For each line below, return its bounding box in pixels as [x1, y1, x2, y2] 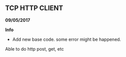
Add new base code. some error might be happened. [12, 36, 121, 42]
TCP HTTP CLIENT [5, 4, 63, 12]
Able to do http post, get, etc [5, 46, 64, 52]
